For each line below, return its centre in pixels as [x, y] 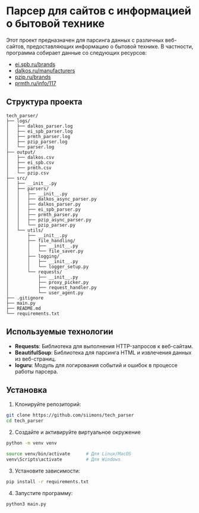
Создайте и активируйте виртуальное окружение [78, 432]
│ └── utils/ [25, 230]
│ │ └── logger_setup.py [48, 267]
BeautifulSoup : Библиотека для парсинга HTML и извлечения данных [103, 352]
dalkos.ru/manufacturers [45, 70]
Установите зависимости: [47, 471]
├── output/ [21, 152]
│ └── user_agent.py [45, 293]
